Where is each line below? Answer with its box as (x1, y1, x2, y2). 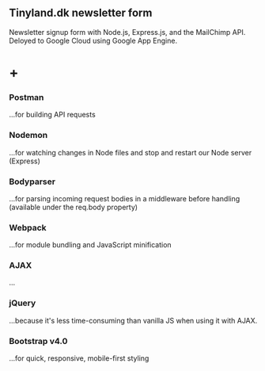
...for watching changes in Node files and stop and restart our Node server (9, 147, 252, 157)
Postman (9, 91, 44, 102)
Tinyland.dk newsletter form (9, 6, 153, 20)
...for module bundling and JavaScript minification (9, 240, 172, 250)
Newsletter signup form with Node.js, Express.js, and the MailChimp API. (9, 27, 246, 36)
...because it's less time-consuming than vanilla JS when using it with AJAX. (9, 316, 258, 325)
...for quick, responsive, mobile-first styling (9, 354, 150, 363)
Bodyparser (9, 176, 56, 187)
